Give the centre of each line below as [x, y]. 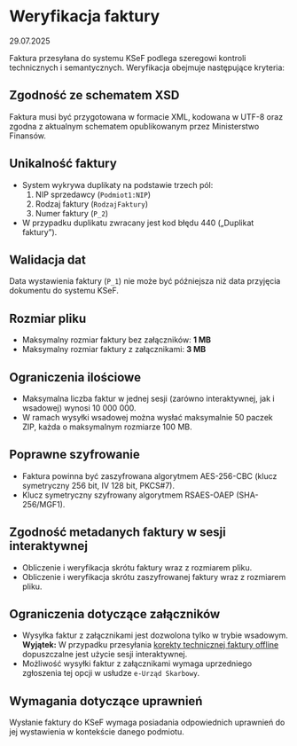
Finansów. [28, 136]
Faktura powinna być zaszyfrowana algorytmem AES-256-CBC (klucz [149, 475]
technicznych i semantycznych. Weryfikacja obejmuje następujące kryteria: [147, 67]
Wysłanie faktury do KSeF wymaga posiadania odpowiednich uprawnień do [147, 722]
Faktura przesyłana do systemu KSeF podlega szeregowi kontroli [128, 58]
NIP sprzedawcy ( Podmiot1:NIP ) [93, 194]
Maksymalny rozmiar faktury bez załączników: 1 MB [116, 340]
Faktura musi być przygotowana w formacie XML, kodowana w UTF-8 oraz [146, 116]
